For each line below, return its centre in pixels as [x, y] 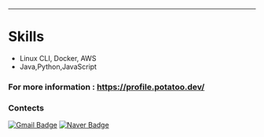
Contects [26, 108]
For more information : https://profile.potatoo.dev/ [106, 87]
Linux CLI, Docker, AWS [58, 58]
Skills [26, 37]
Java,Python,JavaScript [58, 67]
